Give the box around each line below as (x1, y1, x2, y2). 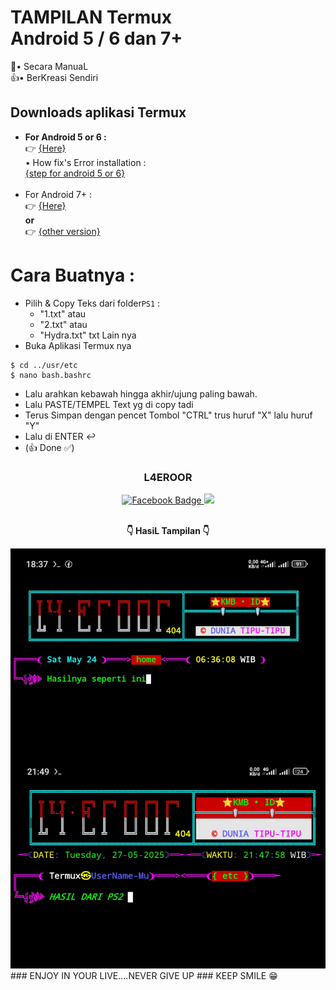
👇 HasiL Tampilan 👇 (126, 524, 210, 536)
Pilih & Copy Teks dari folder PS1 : (24, 297, 161, 309)
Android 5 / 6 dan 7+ (10, 27, 183, 50)
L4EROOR (143, 470, 193, 484)
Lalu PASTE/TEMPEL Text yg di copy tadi (24, 398, 194, 410)
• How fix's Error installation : (24, 156, 147, 168)
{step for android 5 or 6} (24, 167, 126, 179)
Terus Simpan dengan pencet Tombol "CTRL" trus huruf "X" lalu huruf (24, 409, 313, 421)
